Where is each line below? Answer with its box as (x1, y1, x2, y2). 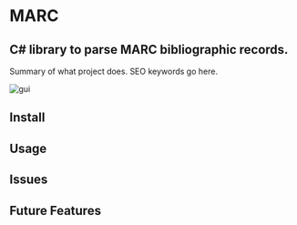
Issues (9, 172, 48, 188)
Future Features (9, 202, 102, 219)
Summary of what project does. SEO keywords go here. (9, 66, 219, 77)
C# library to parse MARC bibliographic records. (9, 42, 289, 57)
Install (9, 110, 46, 126)
